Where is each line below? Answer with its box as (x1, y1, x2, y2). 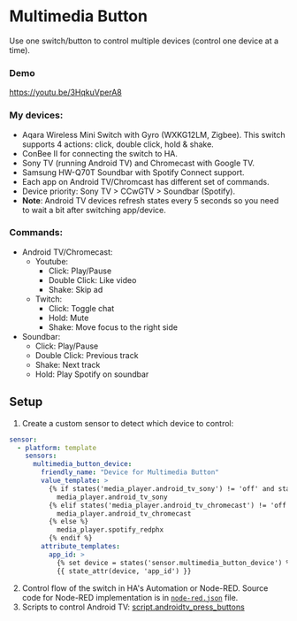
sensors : (25, 451, 57, 461)
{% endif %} (48, 533, 93, 543)
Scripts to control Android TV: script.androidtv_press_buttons (21, 602, 245, 612)
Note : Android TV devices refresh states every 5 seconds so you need (21, 195, 279, 205)
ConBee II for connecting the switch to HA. (21, 148, 179, 158)
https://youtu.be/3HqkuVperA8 (9, 87, 122, 98)
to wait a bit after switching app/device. (21, 204, 166, 215)
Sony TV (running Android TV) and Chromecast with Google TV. (21, 157, 255, 168)
